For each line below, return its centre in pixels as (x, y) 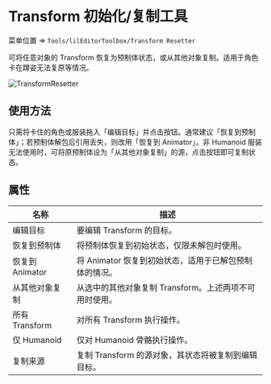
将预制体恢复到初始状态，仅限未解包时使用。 (161, 245)
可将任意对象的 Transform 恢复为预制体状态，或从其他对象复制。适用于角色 (133, 57)
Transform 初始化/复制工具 (98, 17)
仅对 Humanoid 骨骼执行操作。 (134, 340)
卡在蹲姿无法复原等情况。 (51, 67)
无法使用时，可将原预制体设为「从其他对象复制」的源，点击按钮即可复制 (128, 152)
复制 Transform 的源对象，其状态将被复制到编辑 (167, 355)
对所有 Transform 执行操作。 (131, 320)
